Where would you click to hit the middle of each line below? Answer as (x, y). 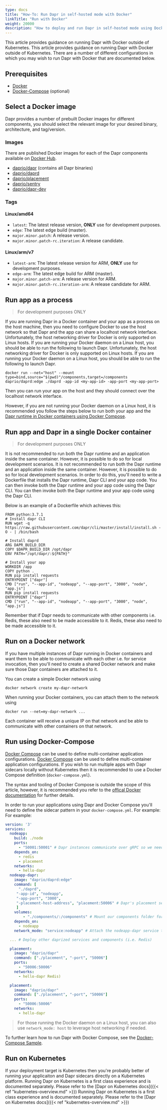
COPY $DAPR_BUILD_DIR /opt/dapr (39, 550)
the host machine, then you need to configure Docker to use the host (76, 327)
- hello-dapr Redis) (40, 976)
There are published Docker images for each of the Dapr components (77, 153)
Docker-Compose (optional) (41, 91)
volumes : (23, 912)
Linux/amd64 (19, 214)
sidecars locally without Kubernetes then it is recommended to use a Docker (83, 769)
